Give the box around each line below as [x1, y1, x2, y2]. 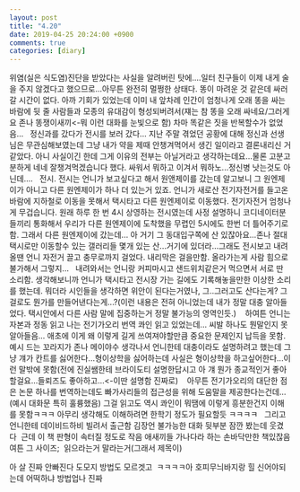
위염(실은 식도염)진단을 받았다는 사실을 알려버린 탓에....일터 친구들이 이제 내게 [9, 73, 280, 83]
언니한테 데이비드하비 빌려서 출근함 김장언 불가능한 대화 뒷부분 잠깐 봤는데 [9, 420, 268, 431]
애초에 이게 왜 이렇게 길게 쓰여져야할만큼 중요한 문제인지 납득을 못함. [47, 330, 287, 341]
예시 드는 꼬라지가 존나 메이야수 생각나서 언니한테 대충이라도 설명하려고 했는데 [9, 342, 282, 353]
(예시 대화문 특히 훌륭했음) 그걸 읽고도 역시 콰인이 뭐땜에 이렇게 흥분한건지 [9, 398, 269, 409]
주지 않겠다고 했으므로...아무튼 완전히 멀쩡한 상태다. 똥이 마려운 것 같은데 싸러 [18, 83, 288, 94]
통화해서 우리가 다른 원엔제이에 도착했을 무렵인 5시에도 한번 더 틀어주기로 [32, 218, 289, 229]
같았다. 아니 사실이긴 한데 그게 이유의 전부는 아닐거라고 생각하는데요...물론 [9, 151, 267, 162]
